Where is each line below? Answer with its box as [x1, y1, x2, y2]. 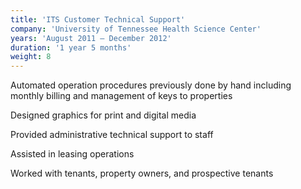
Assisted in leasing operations [10, 148, 135, 160]
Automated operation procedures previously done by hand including [10, 79, 292, 91]
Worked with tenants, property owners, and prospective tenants [10, 167, 274, 180]
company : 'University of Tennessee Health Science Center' [10, 24, 262, 34]
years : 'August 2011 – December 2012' [10, 33, 172, 43]
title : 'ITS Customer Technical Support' [10, 14, 186, 25]
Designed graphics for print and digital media [10, 109, 197, 121]
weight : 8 [10, 52, 52, 62]
